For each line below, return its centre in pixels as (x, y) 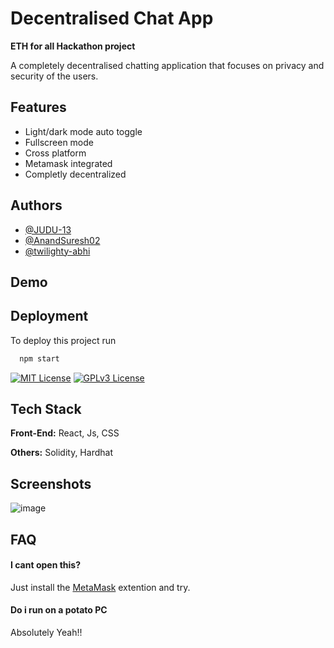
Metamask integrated (68, 163)
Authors (36, 205)
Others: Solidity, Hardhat (61, 453)
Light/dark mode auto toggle (83, 131)
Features (38, 107)
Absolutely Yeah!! (46, 633)
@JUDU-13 (48, 229)
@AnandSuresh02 (62, 240)
